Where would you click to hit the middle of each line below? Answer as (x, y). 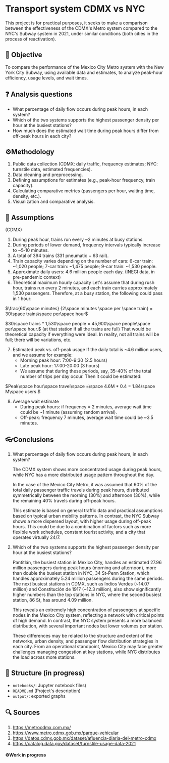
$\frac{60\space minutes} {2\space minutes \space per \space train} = (79, 309)
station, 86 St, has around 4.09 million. (53, 600)
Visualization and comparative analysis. (53, 202)
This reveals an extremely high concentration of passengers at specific (86, 610)
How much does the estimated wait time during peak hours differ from (86, 131)
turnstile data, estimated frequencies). (52, 169)
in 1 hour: (22, 299)
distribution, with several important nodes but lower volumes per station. (88, 626)
